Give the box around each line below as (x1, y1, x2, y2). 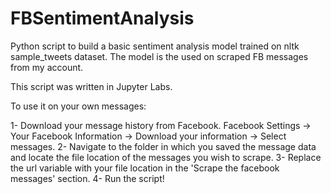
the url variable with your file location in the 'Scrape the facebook (10, 162, 280, 174)
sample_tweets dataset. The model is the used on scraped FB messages (10, 50, 309, 62)
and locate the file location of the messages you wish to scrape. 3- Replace (10, 151, 322, 163)
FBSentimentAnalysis (10, 7, 195, 30)
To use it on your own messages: (10, 100, 147, 112)
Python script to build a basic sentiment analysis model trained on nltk (10, 40, 300, 52)
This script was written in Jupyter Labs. (10, 80, 173, 92)
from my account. (10, 61, 84, 73)
